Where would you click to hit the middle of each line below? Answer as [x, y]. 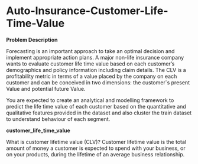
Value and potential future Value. [46, 88]
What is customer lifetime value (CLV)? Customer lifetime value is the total [96, 142]
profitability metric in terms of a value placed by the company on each [92, 76]
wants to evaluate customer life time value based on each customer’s [90, 64]
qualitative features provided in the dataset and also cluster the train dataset [99, 113]
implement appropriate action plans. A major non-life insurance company [95, 57]
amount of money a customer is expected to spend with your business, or [96, 148]
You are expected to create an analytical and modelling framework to [90, 100]
